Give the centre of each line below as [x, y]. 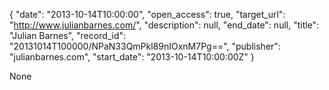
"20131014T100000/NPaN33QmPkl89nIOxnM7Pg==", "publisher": [145, 46]
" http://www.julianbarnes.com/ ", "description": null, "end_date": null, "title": [164, 25]
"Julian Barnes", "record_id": [68, 35]
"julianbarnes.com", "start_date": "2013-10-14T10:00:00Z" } [132, 57]
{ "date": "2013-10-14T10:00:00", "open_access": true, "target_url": [147, 14]
